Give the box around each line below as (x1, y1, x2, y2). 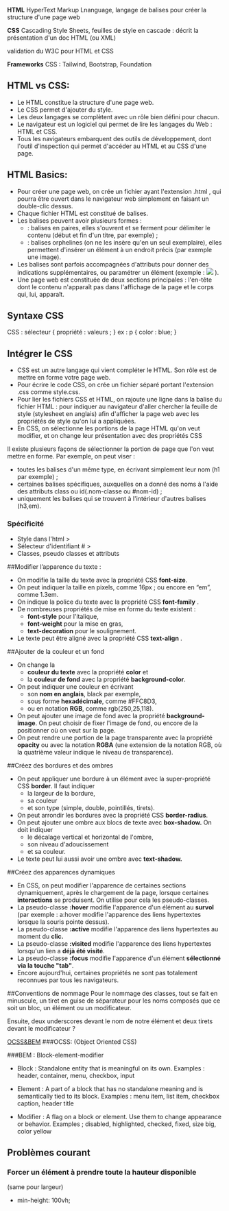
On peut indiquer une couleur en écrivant (16, 682, 134, 691)
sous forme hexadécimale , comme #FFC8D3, (27, 697, 157, 705)
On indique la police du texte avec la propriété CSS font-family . (16, 598, 199, 606)
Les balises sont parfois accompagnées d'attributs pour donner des (16, 260, 209, 268)
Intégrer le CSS (7, 347, 73, 359)
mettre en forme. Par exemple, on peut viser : (7, 452, 136, 461)
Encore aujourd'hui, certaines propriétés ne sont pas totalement (16, 968, 197, 977)
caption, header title (16, 1099, 74, 1108)
